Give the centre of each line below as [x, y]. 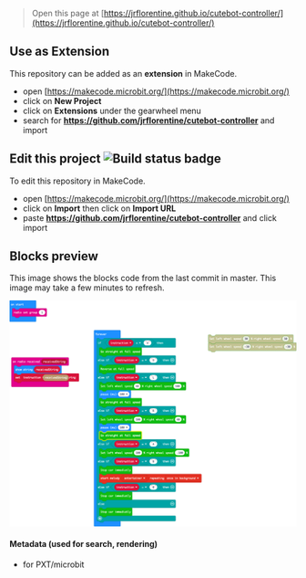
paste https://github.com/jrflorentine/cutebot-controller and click [150, 217]
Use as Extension [60, 52]
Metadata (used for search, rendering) [83, 544]
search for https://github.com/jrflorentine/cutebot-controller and [148, 120]
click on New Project [62, 100]
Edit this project [55, 159]
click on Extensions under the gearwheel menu [112, 110]
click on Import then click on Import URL [99, 208]
